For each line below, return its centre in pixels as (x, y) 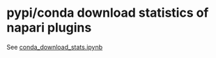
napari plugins (49, 28)
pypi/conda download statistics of (108, 13)
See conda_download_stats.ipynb (55, 47)
